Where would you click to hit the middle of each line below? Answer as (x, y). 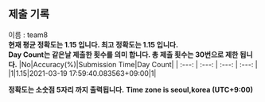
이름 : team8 (28, 35)
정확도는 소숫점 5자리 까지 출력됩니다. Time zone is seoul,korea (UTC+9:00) (131, 89)
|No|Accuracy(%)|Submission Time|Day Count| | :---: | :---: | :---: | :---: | (138, 64)
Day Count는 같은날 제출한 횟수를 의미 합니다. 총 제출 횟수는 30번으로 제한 (123, 55)
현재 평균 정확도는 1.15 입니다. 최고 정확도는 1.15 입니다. (94, 44)
